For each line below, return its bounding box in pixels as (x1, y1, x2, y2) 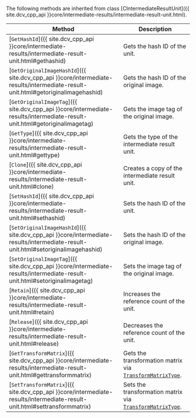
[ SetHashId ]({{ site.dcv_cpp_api (9, 192, 94, 200)
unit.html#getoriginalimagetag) (9, 120, 94, 127)
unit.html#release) (9, 340, 60, 347)
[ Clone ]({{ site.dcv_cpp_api (9, 161, 82, 168)
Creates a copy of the (123, 164, 183, 172)
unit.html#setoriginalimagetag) (9, 277, 93, 285)
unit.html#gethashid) (9, 57, 66, 65)
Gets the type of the (123, 133, 178, 141)
